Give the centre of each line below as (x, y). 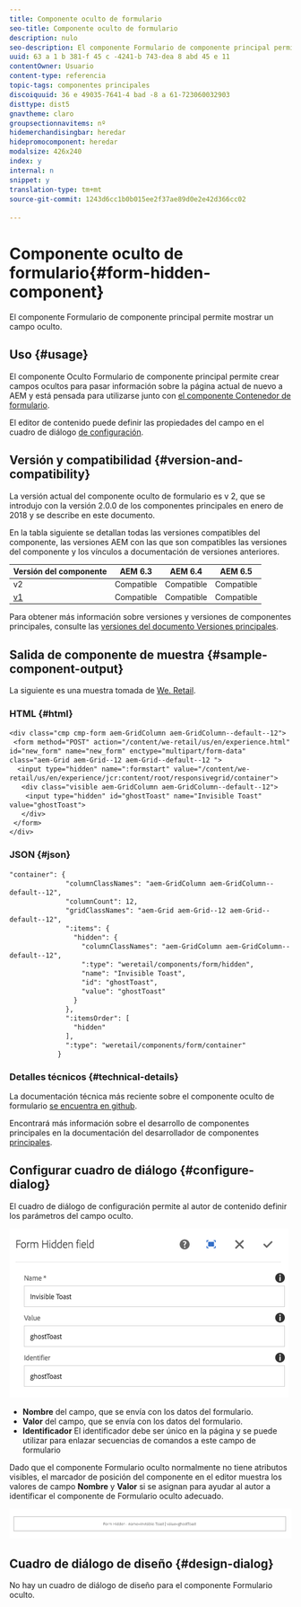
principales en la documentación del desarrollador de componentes (134, 1133)
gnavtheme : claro (42, 114)
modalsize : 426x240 (46, 152)
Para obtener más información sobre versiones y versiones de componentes (150, 617)
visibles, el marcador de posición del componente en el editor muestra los (146, 1477)
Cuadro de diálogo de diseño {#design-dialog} (142, 1563)
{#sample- (237, 654)
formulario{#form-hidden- (110, 273)
